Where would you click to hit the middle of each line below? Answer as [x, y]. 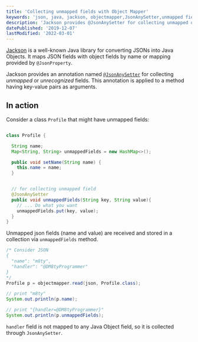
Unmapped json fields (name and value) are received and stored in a [89, 233]
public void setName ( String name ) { [56, 162]
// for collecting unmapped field [54, 189]
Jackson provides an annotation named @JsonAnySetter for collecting [90, 74]
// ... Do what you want [47, 205]
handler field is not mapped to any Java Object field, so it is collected [90, 326]
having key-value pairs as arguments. [52, 87]
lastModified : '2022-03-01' [41, 34]
